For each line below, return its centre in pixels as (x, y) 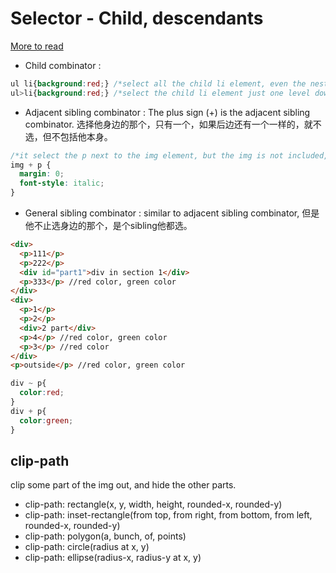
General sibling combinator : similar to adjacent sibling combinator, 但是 (172, 213)
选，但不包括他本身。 (68, 136)
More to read (37, 46)
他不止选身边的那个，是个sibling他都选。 (108, 226)
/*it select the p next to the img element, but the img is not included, (169, 155)
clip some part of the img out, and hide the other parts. (123, 485)
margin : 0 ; (42, 174)
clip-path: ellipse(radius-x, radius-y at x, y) (113, 558)
